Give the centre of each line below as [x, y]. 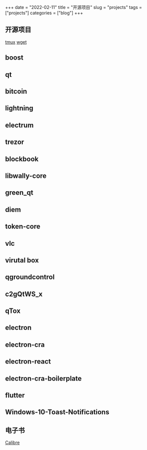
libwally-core [26, 176]
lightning [19, 108]
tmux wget [16, 42]
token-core [23, 227]
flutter [15, 396]
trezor [15, 142]
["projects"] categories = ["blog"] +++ [44, 13]
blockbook [22, 159]
